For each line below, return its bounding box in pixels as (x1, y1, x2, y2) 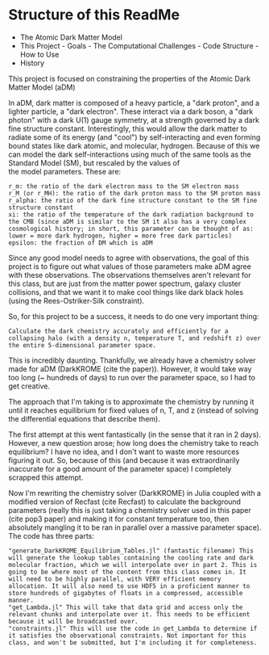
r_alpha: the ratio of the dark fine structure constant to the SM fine (8, 196, 258, 204)
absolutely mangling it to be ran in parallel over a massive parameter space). (8, 523, 262, 532)
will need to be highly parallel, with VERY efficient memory (8, 575, 221, 583)
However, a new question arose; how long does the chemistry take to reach (8, 438, 259, 447)
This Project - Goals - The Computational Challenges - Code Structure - (19, 40, 259, 50)
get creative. (8, 381, 51, 391)
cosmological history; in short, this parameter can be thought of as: (8, 225, 254, 233)
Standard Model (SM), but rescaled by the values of (8, 157, 180, 167)
